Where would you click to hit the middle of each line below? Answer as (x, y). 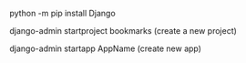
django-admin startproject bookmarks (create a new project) (123, 31)
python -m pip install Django (62, 13)
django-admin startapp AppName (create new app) (106, 48)
